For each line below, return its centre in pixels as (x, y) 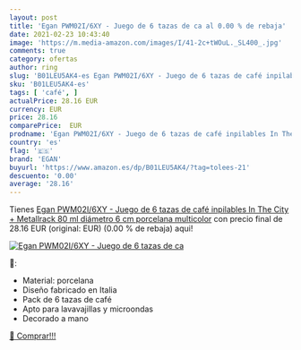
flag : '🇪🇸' (31, 150)
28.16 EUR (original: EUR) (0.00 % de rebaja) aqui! (101, 228)
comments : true (38, 51)
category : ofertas (43, 59)
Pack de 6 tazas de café (67, 300)
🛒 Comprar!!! (33, 336)
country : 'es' (36, 142)
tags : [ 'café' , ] (43, 92)
